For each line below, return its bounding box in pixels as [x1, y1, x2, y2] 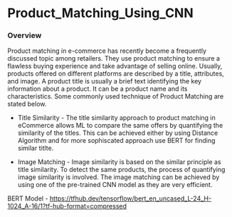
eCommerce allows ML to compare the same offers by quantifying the [17, 121, 223, 130]
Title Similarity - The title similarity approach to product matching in [17, 113, 216, 122]
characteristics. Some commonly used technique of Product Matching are [7, 92, 224, 101]
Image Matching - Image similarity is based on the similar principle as [17, 158, 222, 166]
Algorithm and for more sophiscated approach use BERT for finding [17, 136, 216, 145]
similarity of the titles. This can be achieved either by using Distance [17, 128, 218, 137]
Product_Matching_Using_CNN [7, 5, 194, 21]
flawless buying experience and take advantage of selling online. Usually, [7, 62, 223, 71]
